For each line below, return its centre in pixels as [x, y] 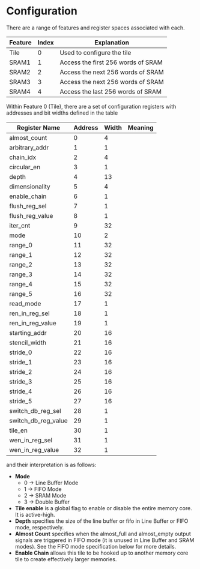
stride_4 [21, 391]
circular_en [25, 167]
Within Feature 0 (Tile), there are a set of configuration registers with [91, 106]
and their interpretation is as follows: [51, 465]
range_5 [21, 294]
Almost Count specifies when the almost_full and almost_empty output [103, 534]
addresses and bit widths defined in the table [62, 113]
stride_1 [21, 362]
